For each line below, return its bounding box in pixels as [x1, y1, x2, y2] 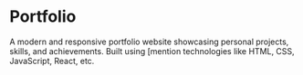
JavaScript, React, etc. [9, 55, 95, 66]
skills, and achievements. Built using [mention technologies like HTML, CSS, [9, 45, 295, 56]
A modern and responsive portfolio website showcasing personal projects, [9, 36, 289, 47]
